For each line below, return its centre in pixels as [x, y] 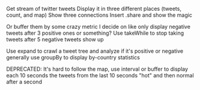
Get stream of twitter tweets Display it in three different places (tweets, [94, 9]
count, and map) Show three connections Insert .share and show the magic [99, 15]
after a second [24, 82]
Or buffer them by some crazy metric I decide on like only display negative [98, 27]
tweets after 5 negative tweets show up [55, 39]
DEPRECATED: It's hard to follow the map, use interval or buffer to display [97, 69]
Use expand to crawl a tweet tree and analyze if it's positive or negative [95, 51]
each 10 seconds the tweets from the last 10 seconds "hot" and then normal [100, 75]
